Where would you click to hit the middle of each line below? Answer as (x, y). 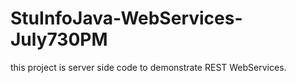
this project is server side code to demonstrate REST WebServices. (148, 67)
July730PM (59, 39)
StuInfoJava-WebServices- (126, 18)
